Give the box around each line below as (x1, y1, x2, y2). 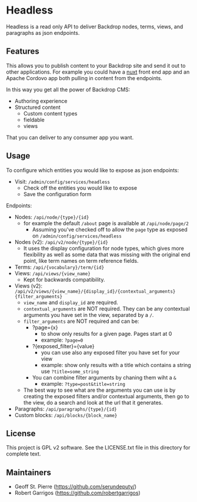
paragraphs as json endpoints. (6, 29, 80, 36)
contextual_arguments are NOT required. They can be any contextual (23, 305, 190, 312)
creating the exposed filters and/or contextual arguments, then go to (23, 392, 189, 399)
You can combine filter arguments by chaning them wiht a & (32, 374, 176, 381)
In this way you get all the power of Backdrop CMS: (6, 86, 131, 93)
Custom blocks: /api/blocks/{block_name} (14, 411, 118, 418)
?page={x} (32, 323, 58, 331)
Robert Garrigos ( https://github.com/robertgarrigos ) (14, 490, 141, 497)
